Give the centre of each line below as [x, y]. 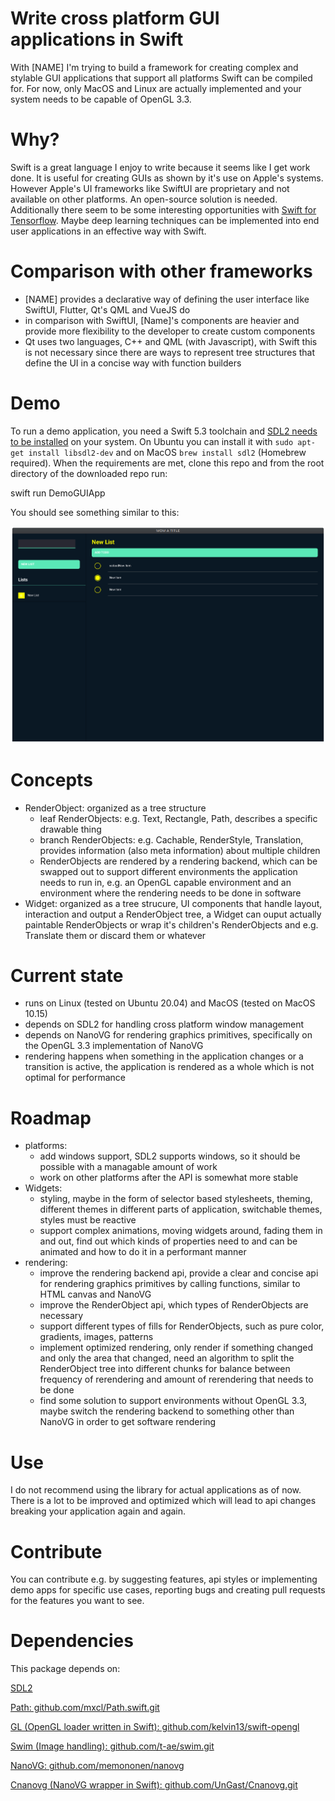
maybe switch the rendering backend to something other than [167, 1411]
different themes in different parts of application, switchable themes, [181, 1209]
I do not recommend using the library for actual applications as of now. [156, 1490]
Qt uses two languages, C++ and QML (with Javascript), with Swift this [171, 341]
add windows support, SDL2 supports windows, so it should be [170, 1156]
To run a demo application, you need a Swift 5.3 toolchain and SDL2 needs [164, 431]
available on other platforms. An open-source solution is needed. [144, 199]
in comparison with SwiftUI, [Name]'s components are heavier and [162, 320]
